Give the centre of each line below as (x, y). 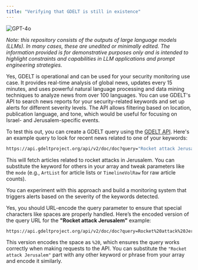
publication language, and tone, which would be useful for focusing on (92, 114)
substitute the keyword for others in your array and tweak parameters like (95, 166)
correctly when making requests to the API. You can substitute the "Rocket (96, 249)
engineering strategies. (34, 65)
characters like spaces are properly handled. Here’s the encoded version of (98, 214)
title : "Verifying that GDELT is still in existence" (74, 11)
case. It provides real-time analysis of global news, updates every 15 (89, 83)
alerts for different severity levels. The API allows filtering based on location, (99, 107)
